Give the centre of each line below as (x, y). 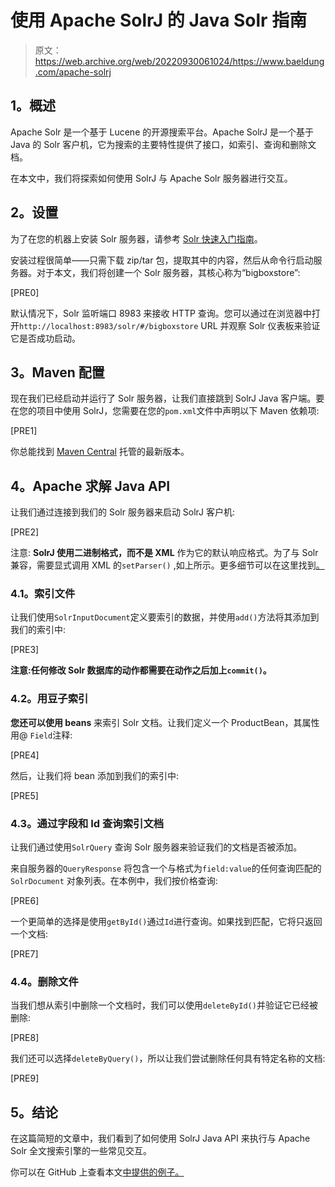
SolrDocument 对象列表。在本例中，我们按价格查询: (114, 881)
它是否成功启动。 (45, 338)
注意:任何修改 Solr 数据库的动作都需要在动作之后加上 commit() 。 (141, 670)
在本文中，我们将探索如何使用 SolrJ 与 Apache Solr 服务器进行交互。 (151, 178)
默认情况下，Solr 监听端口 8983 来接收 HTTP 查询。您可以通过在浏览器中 (161, 313)
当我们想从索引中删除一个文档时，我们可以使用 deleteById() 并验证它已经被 (164, 1005)
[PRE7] (24, 954)
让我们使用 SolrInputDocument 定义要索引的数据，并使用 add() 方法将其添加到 (165, 617)
